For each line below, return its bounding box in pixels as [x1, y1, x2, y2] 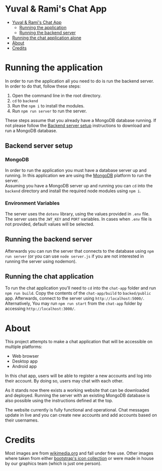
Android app [12, 364, 37, 369]
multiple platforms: [5, 344, 43, 349]
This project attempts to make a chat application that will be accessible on [5, 339, 153, 345]
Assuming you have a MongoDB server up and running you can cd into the [5, 182, 153, 188]
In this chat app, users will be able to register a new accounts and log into [5, 373, 152, 379]
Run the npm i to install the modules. [12, 103, 85, 108]
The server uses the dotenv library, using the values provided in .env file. [5, 211, 150, 216]
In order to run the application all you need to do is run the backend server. [5, 78, 154, 84]
